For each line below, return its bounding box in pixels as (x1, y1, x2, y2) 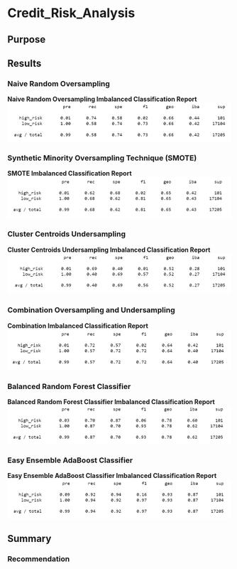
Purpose (7, 33, 46, 46)
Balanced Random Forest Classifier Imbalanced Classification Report (7, 398, 215, 406)
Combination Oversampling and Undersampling (7, 305, 175, 315)
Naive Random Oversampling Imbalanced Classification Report (7, 95, 197, 104)
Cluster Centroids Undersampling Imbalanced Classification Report (7, 245, 211, 254)
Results (7, 57, 42, 69)
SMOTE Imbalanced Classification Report (7, 169, 133, 178)
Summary (7, 533, 52, 545)
